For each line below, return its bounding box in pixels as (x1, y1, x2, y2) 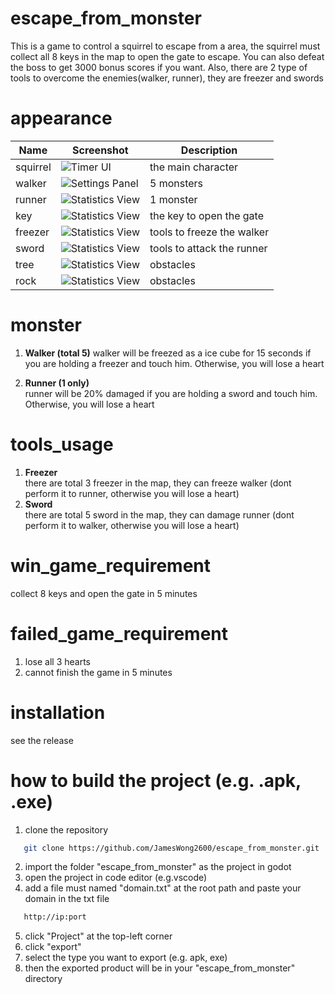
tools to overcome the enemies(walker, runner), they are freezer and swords (10, 72, 324, 84)
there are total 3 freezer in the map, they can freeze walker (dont (24, 477, 292, 489)
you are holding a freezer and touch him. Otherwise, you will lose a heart (24, 357, 325, 369)
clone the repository (24, 823, 109, 836)
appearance (10, 107, 113, 130)
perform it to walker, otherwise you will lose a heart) (24, 519, 240, 531)
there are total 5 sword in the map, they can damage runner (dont (24, 508, 295, 521)
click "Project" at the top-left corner (24, 930, 173, 942)
